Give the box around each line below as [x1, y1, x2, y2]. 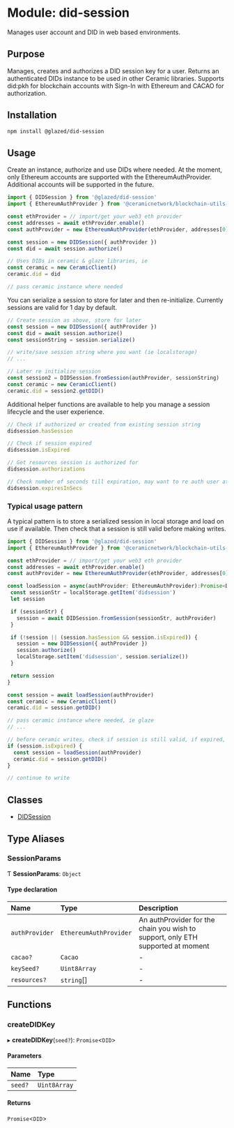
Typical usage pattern [7, 501, 84, 511]
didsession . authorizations [7, 466, 86, 473]
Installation [7, 110, 57, 121]
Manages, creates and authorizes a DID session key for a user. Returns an [7, 66, 219, 75]
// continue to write [7, 775, 70, 782]
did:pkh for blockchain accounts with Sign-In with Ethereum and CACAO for [7, 82, 224, 90]
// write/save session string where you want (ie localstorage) [7, 349, 198, 356]
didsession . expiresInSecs [7, 484, 82, 491]
